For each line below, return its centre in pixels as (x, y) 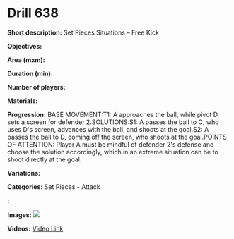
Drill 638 (33, 13)
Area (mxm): (26, 60)
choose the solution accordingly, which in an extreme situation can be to (113, 152)
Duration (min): (30, 73)
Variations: (24, 173)
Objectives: (25, 46)
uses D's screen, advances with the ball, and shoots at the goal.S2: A (108, 129)
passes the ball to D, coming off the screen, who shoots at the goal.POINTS (117, 137)
